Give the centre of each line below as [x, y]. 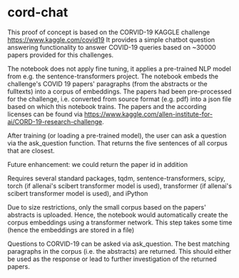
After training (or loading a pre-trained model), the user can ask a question [117, 135]
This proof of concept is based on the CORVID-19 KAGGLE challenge [109, 32]
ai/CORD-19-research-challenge [55, 121]
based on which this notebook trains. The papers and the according [107, 106]
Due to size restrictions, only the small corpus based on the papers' [107, 207]
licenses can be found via [45, 114]
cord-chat [38, 12]
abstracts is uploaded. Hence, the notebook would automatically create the [118, 215]
